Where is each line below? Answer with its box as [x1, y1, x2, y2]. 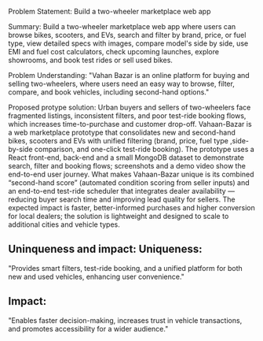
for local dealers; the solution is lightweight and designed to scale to [8, 212, 229, 221]
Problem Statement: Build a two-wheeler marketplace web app [8, 7, 211, 16]
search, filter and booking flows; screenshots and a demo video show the [8, 161, 246, 170]
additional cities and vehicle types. [8, 220, 120, 229]
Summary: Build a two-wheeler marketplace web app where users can [8, 22, 236, 31]
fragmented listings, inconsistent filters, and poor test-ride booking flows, [8, 111, 247, 120]
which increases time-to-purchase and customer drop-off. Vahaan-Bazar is [8, 120, 253, 128]
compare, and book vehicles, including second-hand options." [8, 87, 210, 97]
